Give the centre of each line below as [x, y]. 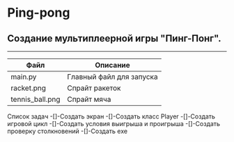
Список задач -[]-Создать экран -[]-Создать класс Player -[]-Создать [111, 116]
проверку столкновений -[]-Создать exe [67, 131]
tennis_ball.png [36, 99]
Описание [112, 65]
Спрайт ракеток [94, 88]
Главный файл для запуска [112, 77]
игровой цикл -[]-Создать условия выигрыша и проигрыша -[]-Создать [114, 124]
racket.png [29, 88]
